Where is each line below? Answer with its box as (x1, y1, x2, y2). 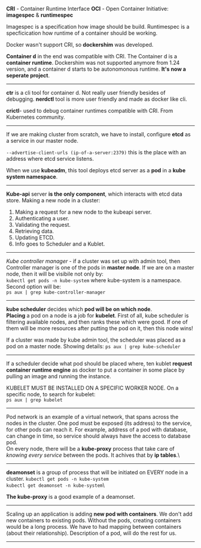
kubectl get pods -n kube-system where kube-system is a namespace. (6, 277, 182, 284)
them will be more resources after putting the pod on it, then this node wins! (6, 325, 193, 332)
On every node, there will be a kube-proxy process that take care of (6, 445, 175, 452)
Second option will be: (6, 283, 62, 290)
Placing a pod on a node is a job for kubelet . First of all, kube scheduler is (6, 312, 189, 319)
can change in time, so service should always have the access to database (6, 432, 191, 439)
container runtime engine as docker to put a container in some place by (6, 366, 185, 373)
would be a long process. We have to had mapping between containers (6, 523, 182, 530)
